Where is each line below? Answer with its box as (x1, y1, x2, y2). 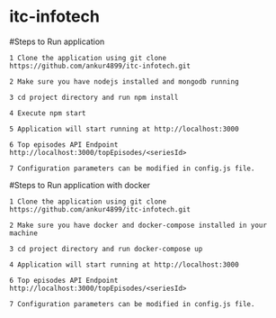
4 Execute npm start (9, 108, 87, 118)
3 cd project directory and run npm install (9, 93, 179, 102)
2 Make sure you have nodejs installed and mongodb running (9, 77, 240, 86)
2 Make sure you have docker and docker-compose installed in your (9, 221, 268, 230)
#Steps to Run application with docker (9, 179, 151, 190)
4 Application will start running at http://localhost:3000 (9, 259, 240, 269)
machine (9, 228, 39, 238)
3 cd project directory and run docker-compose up (9, 244, 203, 253)
